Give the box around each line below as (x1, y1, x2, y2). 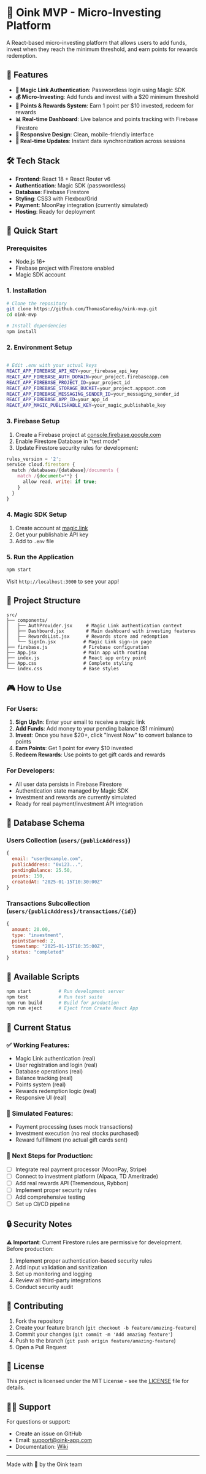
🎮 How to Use (6, 683, 62, 694)
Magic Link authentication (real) (15, 1055, 96, 1062)
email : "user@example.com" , (12, 856, 84, 862)
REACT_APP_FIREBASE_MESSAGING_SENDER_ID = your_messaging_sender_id (6, 391, 180, 397)
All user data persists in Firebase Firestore (15, 780, 122, 788)
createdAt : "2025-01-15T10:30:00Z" (12, 879, 103, 885)
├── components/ (6, 617, 48, 623)
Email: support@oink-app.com (15, 1437, 93, 1444)
